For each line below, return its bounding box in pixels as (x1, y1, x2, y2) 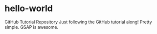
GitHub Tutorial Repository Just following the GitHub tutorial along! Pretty (4, 19, 152, 25)
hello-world (4, 3, 53, 14)
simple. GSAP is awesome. (4, 24, 59, 30)
